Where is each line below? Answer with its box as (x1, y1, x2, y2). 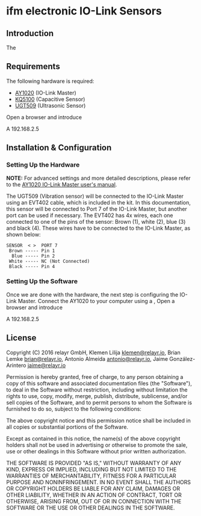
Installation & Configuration (6, 143, 112, 153)
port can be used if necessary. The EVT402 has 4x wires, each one (6, 212, 173, 219)
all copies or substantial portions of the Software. (6, 423, 128, 431)
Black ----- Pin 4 (8, 263, 55, 269)
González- (169, 355, 196, 362)
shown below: (6, 230, 41, 238)
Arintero (6, 361, 26, 369)
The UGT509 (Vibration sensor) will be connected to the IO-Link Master (6, 192, 184, 200)
